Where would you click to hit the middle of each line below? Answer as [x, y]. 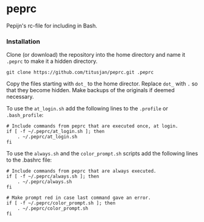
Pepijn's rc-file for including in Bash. [52, 26]
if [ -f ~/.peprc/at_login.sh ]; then [55, 132]
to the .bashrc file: [29, 160]
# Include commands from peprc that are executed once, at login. [92, 126]
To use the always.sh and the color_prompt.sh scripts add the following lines [102, 154]
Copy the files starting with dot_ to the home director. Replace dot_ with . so [102, 84]
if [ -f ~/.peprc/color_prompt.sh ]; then [61, 203]
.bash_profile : [25, 115]
